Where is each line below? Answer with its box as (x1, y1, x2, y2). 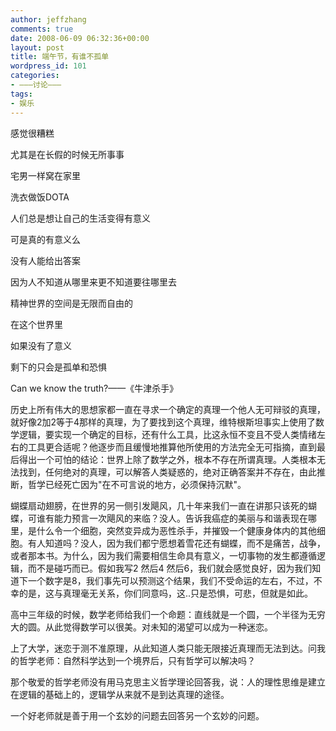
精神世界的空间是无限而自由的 (10, 297, 133, 309)
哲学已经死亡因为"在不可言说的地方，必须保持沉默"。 (27, 478, 247, 490)
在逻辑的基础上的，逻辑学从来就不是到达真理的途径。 (10, 688, 230, 700)
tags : (10, 89, 33, 99)
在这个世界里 (10, 318, 63, 330)
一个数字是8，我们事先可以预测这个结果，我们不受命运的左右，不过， (27, 574, 314, 586)
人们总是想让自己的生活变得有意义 (10, 212, 151, 224)
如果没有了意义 (10, 339, 72, 351)
